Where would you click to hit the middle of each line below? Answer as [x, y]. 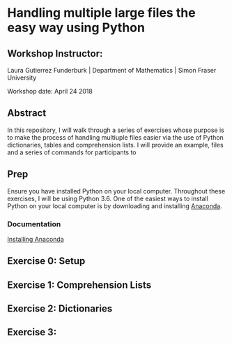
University [22, 78]
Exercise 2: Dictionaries [60, 309]
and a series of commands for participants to [72, 152]
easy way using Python [76, 28]
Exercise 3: [32, 332]
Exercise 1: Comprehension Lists [79, 285]
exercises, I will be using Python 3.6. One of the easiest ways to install [108, 198]
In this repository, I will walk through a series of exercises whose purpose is [116, 130]
